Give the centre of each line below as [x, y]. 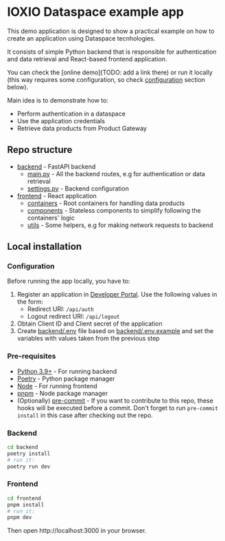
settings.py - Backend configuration [78, 188]
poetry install [29, 454]
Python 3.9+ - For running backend [67, 371]
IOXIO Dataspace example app [95, 12]
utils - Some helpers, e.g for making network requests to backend [120, 225]
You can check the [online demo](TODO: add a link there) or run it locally [110, 72]
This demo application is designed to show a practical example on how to [111, 31]
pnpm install [26, 505]
